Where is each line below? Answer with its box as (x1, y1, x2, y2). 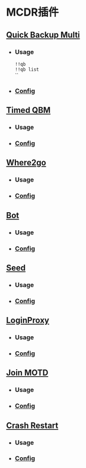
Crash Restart (6, 420, 59, 430)
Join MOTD (6, 368, 49, 378)
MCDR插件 (6, 5, 59, 19)
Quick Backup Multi (6, 29, 80, 40)
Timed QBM (6, 105, 51, 116)
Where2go (6, 158, 46, 168)
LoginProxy (6, 315, 49, 325)
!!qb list (14, 67, 40, 73)
